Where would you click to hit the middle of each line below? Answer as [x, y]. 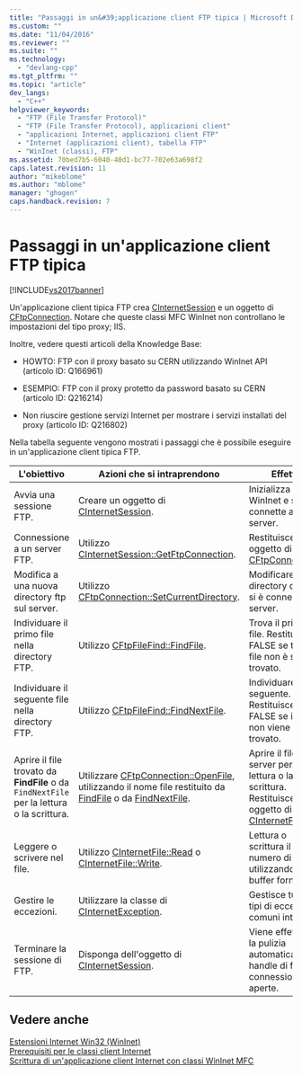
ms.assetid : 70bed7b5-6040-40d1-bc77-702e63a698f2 [106, 160]
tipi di [260, 906]
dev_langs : [30, 93]
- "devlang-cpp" [48, 68]
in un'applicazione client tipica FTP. [75, 451]
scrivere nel [39, 857]
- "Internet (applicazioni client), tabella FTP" [112, 143]
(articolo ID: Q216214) [62, 397]
